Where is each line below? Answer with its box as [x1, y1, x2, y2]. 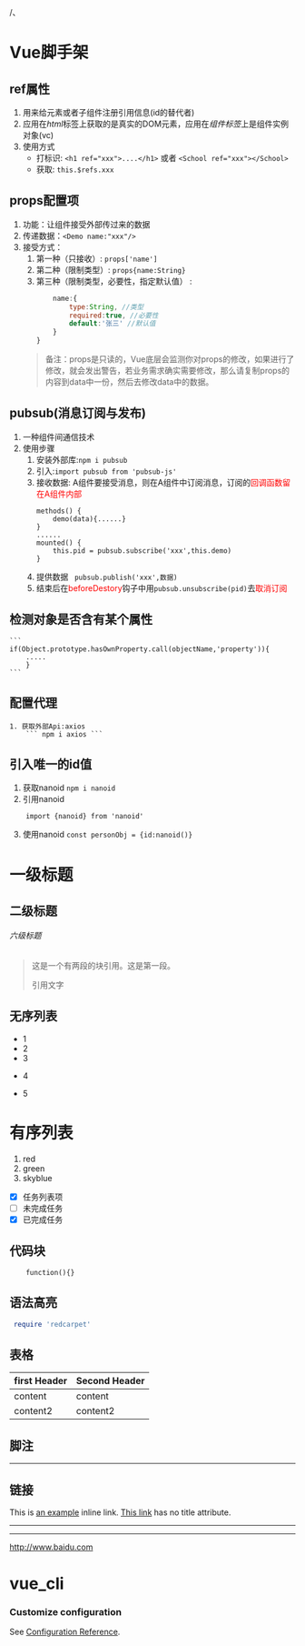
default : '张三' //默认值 [68, 319, 156, 328]
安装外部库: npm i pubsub [35, 454, 128, 465]
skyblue [22, 1172, 53, 1183]
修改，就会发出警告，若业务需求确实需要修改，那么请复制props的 [44, 366, 290, 376]
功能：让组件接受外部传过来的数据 [22, 218, 151, 229]
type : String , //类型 [68, 302, 144, 311]
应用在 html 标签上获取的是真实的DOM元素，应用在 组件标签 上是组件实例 [22, 118, 289, 129]
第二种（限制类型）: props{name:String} [35, 264, 186, 275]
